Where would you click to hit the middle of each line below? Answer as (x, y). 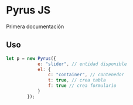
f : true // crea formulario (82, 86)
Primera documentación (35, 26)
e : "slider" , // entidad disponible (82, 64)
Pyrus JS (28, 10)
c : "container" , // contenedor (86, 75)
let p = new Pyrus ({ (31, 58)
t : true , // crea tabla (77, 80)
